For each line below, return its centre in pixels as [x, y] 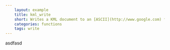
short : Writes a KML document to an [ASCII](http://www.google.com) [88, 19]
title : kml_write [33, 15]
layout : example [32, 10]
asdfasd [14, 43]
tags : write [27, 29]
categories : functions [38, 24]
